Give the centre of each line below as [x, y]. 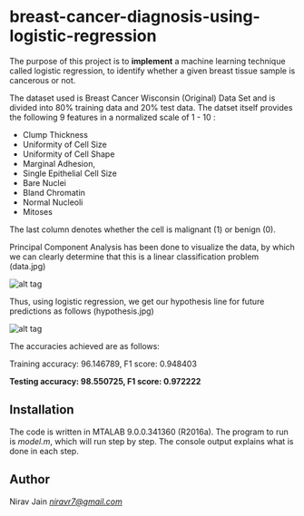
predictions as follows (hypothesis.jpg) [82, 311]
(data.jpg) [28, 266]
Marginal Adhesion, [59, 163]
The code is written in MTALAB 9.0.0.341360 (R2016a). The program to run [149, 432]
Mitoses [37, 211]
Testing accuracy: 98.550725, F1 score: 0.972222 [105, 381]
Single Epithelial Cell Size [70, 173]
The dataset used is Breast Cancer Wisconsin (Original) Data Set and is [142, 98]
